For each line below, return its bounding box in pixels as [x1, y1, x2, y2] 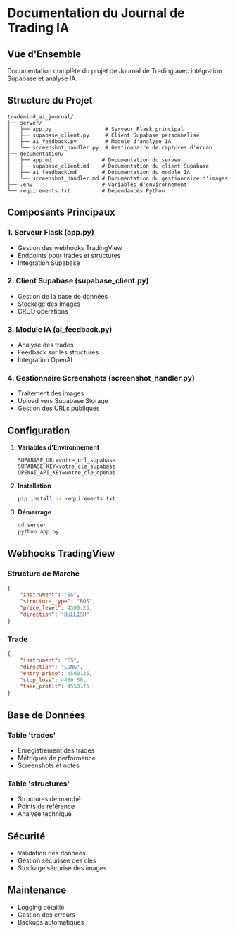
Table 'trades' [7, 730, 56, 740]
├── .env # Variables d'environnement [7, 181, 188, 188]
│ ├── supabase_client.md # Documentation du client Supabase [7, 162, 210, 170]
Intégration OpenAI [17, 356, 72, 364]
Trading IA [7, 20, 70, 36]
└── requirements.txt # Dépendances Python [7, 187, 165, 194]
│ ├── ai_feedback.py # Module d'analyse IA [7, 137, 172, 145]
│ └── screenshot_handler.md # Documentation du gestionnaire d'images [7, 175, 229, 182]
